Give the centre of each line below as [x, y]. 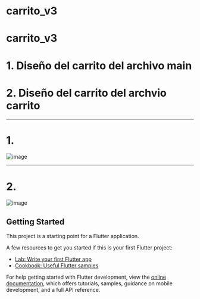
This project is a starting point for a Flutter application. [73, 236]
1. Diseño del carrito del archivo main [99, 65]
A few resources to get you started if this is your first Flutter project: [89, 248]
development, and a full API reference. [53, 290]
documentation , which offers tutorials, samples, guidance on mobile [89, 283]
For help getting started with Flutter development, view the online [86, 277]
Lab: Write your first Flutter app [53, 259]
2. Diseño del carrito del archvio [86, 93]
